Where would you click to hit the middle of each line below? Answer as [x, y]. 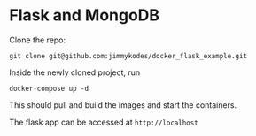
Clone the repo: [38, 40]
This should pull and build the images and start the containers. [123, 105]
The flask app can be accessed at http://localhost [104, 122]
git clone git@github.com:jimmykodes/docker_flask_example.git [128, 56]
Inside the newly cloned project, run [74, 72]
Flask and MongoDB [85, 15]
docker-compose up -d [49, 88]
